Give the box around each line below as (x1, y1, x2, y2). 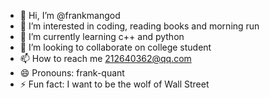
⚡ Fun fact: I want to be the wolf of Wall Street (19, 78, 210, 90)
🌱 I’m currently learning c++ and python (19, 31, 185, 42)
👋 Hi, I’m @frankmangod (19, 10, 121, 21)
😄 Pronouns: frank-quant (19, 67, 125, 79)
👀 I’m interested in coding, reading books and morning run (19, 20, 260, 32)
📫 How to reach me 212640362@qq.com (19, 53, 192, 64)
